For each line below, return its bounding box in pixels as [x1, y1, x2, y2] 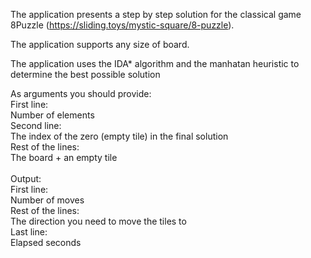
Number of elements [10, 109, 95, 121]
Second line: [10, 120, 62, 131]
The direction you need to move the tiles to [10, 215, 187, 227]
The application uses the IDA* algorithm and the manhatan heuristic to [10, 58, 300, 69]
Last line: [10, 226, 48, 238]
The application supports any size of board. [10, 39, 190, 50]
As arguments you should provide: [10, 88, 152, 99]
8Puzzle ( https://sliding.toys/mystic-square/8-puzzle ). [10, 19, 235, 31]
